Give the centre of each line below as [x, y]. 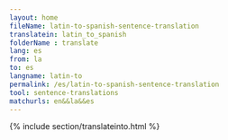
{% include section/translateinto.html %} [85, 127]
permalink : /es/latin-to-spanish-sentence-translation [114, 84]
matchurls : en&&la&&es [52, 101]
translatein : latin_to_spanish [68, 34]
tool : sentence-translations [64, 92]
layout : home [34, 17]
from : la [26, 59]
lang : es [26, 51]
